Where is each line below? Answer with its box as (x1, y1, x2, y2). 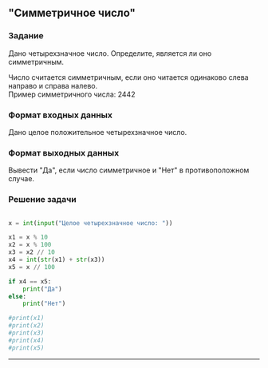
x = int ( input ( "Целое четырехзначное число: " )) (8, 219, 173, 227)
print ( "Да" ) (22, 285, 62, 293)
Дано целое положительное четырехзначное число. (8, 127, 187, 137)
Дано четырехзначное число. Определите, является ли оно (8, 48, 212, 58)
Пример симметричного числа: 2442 (8, 89, 136, 99)
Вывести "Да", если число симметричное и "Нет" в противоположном (8, 165, 250, 175)
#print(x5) (8, 343, 45, 352)
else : (8, 292, 26, 300)
